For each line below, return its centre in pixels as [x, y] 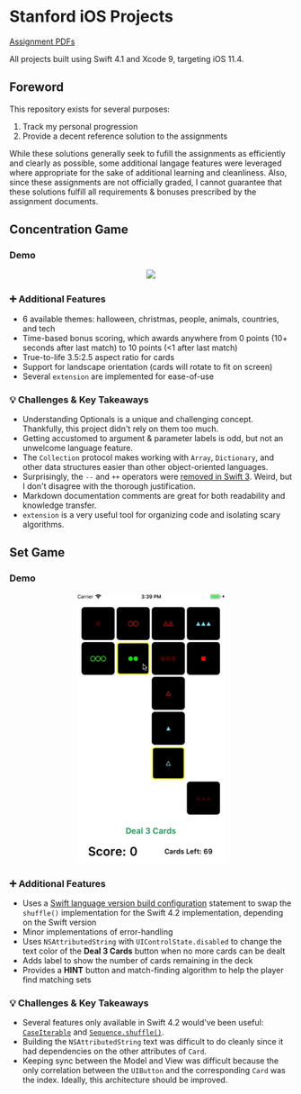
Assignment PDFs [42, 41]
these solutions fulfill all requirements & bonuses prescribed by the [133, 192]
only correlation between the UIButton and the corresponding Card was [154, 1071]
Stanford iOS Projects [91, 17]
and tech [39, 328]
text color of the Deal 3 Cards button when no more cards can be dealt [154, 951]
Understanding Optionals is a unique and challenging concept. [138, 420]
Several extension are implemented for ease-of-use [118, 376]
